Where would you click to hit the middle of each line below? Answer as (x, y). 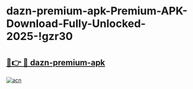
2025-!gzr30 (40, 36)
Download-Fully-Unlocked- (76, 24)
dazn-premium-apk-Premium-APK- (97, 11)
